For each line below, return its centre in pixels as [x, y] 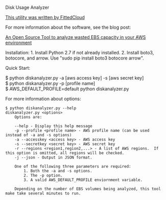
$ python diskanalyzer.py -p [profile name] [50, 83]
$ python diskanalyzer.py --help [41, 108]
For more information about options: [43, 99]
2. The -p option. [43, 175]
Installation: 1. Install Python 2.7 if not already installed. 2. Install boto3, [80, 53]
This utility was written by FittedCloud [45, 17]
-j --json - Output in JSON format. [54, 157]
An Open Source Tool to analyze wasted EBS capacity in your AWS [76, 37]
